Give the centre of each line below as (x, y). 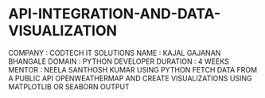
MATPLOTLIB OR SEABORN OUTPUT (69, 86)
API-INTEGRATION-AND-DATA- (115, 14)
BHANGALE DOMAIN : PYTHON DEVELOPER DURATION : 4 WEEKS (119, 61)
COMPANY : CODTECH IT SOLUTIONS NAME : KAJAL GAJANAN (115, 53)
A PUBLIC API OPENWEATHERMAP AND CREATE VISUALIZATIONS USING (130, 78)
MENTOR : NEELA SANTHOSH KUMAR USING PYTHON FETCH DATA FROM (132, 69)
